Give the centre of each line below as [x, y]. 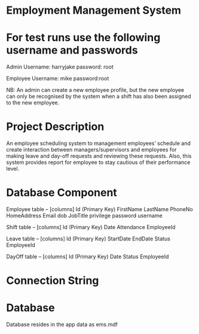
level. [13, 169]
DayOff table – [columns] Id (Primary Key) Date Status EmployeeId [88, 256]
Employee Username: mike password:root [58, 79]
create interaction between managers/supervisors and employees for [92, 150]
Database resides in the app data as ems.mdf [62, 324]
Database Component [62, 193]
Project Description [55, 127]
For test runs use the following [83, 38]
